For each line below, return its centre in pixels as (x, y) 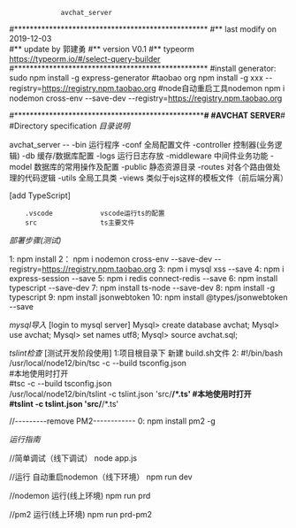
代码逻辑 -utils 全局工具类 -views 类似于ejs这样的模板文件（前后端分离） (156, 178)
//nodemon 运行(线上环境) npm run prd (80, 496)
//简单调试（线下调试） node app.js (73, 458)
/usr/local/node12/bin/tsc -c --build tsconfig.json (98, 363)
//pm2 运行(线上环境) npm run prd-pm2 (81, 514)
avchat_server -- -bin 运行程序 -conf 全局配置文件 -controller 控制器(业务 (142, 145)
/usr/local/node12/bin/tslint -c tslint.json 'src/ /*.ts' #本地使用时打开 (130, 394)
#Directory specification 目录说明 (70, 126)
